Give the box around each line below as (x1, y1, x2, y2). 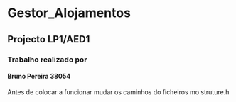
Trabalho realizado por (7, 55, 87, 64)
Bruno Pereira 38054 (7, 72, 71, 81)
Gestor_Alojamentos (7, 5, 132, 21)
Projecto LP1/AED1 (7, 33, 90, 45)
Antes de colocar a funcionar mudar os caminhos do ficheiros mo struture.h (7, 87, 230, 96)
